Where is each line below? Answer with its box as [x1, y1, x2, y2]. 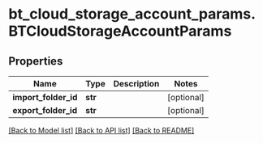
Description [113, 78, 160, 89]
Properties [8, 54, 63, 68]
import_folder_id [12, 92, 78, 103]
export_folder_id [12, 105, 78, 116]
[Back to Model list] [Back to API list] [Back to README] [8, 126, 195, 135]
